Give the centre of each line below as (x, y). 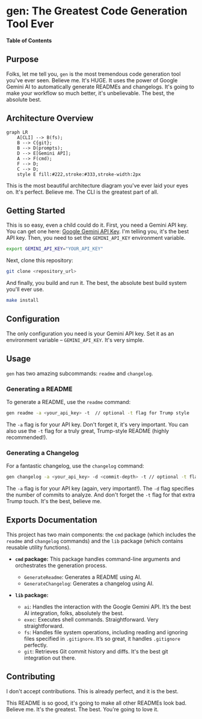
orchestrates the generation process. (61, 565)
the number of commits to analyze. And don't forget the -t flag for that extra (101, 495)
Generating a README (39, 389)
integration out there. (50, 658)
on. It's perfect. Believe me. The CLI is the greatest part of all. (82, 192)
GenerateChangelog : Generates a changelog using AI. (89, 583)
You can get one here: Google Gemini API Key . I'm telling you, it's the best (98, 231)
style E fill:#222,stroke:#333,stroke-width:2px (79, 174)
